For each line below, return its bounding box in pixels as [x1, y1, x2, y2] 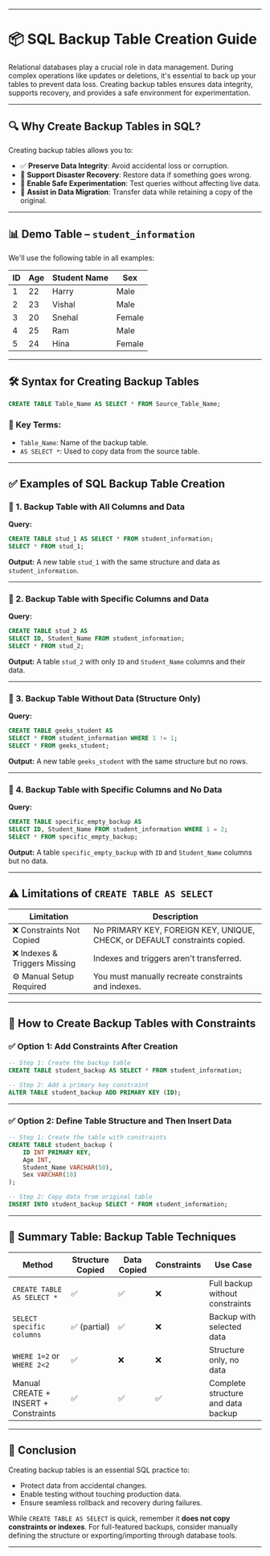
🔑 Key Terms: [8, 420, 62, 431]
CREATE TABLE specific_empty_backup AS [8, 818, 142, 826]
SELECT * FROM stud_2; [8, 642, 84, 651]
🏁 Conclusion [8, 1443, 76, 1458]
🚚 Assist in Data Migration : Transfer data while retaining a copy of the [19, 187, 253, 197]
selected [208, 1321, 242, 1332]
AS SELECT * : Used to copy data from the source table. [19, 446, 200, 456]
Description [152, 911, 198, 922]
